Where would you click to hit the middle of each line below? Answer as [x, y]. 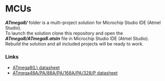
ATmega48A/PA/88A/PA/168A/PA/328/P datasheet [65, 73]
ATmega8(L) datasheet [36, 67]
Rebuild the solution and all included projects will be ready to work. [74, 43]
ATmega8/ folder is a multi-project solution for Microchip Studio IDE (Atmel [83, 22]
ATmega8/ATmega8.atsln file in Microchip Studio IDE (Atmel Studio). [77, 38]
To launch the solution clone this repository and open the [64, 33]
